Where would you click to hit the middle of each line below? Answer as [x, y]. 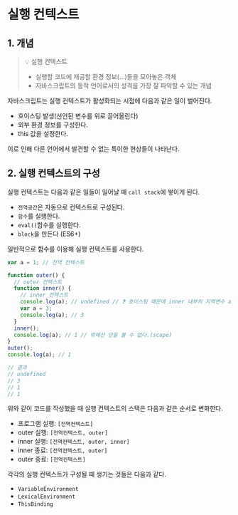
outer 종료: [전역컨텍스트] [52, 459]
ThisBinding [35, 504]
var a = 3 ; [36, 308]
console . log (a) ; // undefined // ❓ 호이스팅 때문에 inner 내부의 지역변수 [123, 302]
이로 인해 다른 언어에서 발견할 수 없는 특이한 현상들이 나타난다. [93, 149]
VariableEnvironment [48, 489]
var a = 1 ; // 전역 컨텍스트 [46, 262]
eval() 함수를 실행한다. [49, 224]
